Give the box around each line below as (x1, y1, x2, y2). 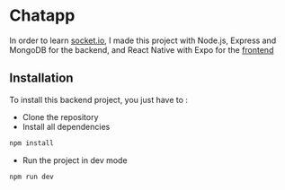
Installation (9, 71, 74, 86)
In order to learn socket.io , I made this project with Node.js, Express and (9, 35, 277, 46)
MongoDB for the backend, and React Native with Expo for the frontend (9, 44, 274, 55)
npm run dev (9, 172, 54, 181)
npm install (9, 138, 54, 148)
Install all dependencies (22, 121, 111, 132)
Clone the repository (22, 111, 99, 122)
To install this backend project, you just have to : (9, 94, 189, 105)
